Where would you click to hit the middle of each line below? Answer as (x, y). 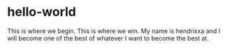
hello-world (42, 12)
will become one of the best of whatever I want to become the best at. (108, 38)
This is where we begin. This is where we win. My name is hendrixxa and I (114, 31)
